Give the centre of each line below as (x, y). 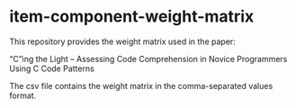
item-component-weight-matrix (132, 17)
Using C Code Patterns (52, 68)
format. (23, 95)
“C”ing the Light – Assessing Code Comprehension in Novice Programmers (148, 58)
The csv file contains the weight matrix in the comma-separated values (141, 85)
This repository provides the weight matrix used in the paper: (122, 41)
